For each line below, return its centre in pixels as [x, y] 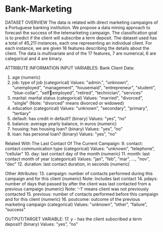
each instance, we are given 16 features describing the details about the [77, 48]
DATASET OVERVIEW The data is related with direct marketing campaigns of [81, 22]
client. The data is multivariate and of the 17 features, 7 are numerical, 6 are [81, 53]
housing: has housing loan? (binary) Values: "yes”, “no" [67, 129]
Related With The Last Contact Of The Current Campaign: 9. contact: [74, 143]
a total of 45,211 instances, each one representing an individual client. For [79, 43]
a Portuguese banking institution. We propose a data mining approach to [78, 27]
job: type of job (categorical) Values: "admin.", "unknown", [70, 82]
